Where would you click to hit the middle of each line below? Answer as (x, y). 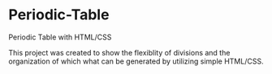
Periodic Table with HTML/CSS (60, 37)
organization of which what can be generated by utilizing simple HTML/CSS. (136, 61)
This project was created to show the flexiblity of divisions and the (119, 52)
